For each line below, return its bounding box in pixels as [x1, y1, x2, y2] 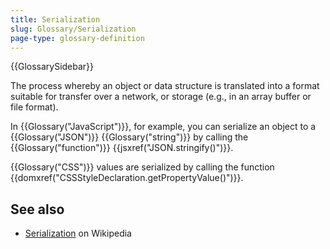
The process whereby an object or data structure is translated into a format [10, 80, 320, 92]
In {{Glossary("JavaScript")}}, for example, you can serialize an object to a [10, 121, 317, 133]
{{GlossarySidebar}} [10, 61, 95, 73]
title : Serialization [10, 14, 101, 25]
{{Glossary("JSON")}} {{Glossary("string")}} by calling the [10, 131, 249, 143]
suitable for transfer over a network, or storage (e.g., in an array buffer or [10, 91, 312, 103]
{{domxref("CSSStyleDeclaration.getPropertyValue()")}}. [10, 172, 244, 184]
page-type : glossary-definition [10, 33, 145, 43]
